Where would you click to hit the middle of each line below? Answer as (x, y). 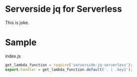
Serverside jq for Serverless (64, 9)
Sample (21, 42)
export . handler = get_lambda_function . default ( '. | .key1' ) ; (69, 70)
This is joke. (17, 23)
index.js (13, 56)
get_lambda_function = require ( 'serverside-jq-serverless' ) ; (69, 65)
